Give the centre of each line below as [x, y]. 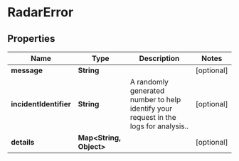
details [23, 142]
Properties [31, 39]
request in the [153, 117]
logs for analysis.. [159, 126]
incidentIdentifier [41, 104]
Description [159, 59]
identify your [151, 109]
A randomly [149, 82]
